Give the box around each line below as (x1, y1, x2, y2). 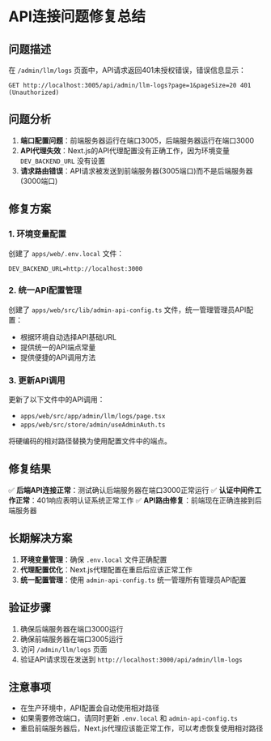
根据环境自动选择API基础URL (19, 332, 117, 341)
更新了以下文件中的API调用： (8, 395, 105, 405)
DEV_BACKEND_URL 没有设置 (19, 156, 106, 165)
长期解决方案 (8, 532, 73, 546)
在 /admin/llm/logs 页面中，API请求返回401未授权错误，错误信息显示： (8, 66, 247, 75)
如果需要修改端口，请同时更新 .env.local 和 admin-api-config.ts (19, 713, 239, 723)
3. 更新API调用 (8, 375, 66, 386)
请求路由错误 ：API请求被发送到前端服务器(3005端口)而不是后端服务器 (19, 165, 253, 175)
